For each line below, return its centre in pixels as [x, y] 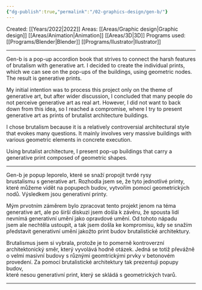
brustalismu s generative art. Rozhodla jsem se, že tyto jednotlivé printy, [96, 181]
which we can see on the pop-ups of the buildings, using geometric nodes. [99, 71]
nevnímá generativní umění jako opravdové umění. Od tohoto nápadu [92, 218]
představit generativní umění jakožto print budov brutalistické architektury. [98, 231]
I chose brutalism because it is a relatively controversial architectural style [98, 127]
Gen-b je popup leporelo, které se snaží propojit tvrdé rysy [79, 175]
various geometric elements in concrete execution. [69, 139]
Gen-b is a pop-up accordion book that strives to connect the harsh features [101, 59]
